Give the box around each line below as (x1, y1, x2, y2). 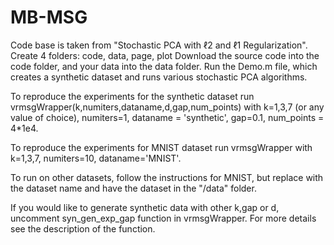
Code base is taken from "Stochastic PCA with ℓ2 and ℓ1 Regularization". (10, 39, 308, 51)
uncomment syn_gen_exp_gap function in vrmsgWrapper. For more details (10, 212, 317, 224)
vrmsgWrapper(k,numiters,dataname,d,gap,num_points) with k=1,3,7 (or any (10, 101, 325, 113)
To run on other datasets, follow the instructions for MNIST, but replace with (10, 171, 324, 183)
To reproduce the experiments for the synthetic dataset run (10, 90, 255, 102)
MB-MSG (10, 6, 88, 29)
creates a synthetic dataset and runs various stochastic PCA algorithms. (10, 71, 308, 83)
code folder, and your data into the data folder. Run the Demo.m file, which (10, 60, 318, 72)
